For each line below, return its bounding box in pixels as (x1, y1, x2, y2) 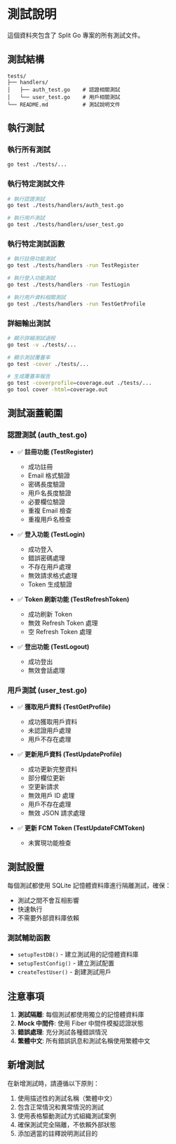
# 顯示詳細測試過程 (7, 334, 56, 341)
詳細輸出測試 (7, 318, 51, 328)
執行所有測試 (7, 145, 51, 154)
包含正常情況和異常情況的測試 (17, 1103, 104, 1111)
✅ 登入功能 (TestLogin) (17, 530, 86, 538)
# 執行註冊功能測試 (7, 256, 56, 263)
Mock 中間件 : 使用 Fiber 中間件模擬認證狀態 (17, 1019, 144, 1027)
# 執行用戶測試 (7, 215, 46, 222)
